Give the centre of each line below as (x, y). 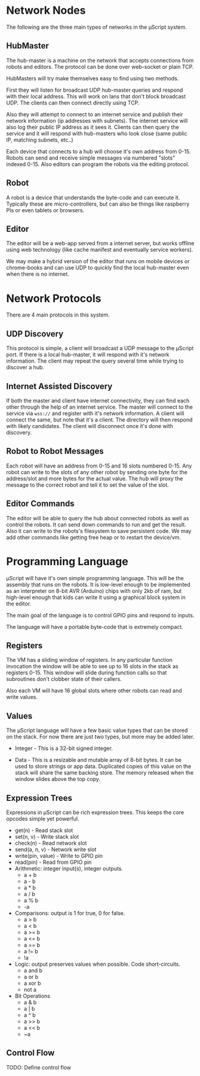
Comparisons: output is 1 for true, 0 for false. (70, 913)
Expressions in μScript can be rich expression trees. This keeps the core (95, 812)
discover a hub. (25, 367)
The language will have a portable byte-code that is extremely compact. (95, 626)
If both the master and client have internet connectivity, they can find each (98, 400)
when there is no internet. (38, 274)
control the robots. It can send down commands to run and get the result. (96, 525)
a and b (33, 970)
